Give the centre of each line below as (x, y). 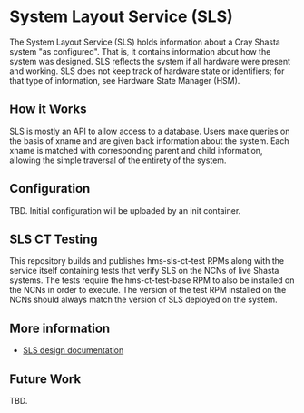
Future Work (45, 379)
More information (60, 328)
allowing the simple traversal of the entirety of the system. (118, 160)
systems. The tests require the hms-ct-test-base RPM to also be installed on (152, 280)
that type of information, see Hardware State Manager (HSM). (125, 80)
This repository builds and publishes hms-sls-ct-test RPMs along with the (147, 261)
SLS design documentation (73, 350)
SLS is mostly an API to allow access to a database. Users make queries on (150, 131)
